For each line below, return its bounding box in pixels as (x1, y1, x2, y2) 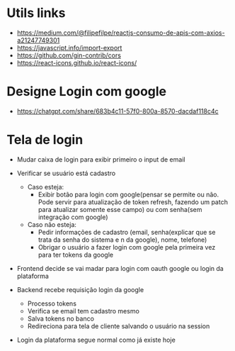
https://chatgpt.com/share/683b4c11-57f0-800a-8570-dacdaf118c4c (16, 106, 219, 115)
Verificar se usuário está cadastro (16, 169, 116, 177)
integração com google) (38, 213, 108, 221)
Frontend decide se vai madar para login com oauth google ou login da (16, 264, 224, 272)
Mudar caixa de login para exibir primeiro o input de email (16, 155, 185, 164)
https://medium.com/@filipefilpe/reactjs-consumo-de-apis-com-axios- (16, 28, 225, 37)
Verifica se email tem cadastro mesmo (27, 306, 139, 315)
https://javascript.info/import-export (16, 43, 122, 52)
